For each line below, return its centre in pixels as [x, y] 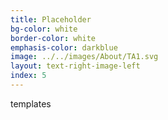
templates [31, 103]
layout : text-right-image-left [75, 66]
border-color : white [53, 38]
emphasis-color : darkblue [64, 47]
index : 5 [28, 76]
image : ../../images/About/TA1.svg [84, 57]
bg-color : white [44, 29]
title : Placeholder [51, 19]
